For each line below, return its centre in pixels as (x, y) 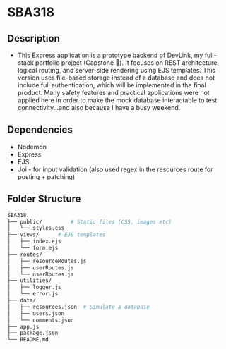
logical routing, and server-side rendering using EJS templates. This (117, 70)
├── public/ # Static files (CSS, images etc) (90, 222)
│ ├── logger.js (34, 287)
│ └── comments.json (41, 320)
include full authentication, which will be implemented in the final (112, 85)
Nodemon (32, 147)
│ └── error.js (33, 294)
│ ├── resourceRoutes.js (47, 261)
